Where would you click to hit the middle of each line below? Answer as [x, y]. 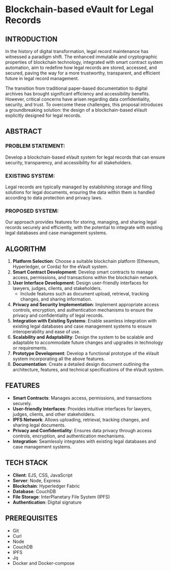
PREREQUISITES [31, 518]
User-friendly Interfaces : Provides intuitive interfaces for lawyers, [82, 409]
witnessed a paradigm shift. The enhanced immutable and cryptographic [81, 57]
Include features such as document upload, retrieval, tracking [84, 294]
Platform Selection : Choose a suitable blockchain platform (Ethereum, [86, 261]
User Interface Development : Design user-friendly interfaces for [80, 283]
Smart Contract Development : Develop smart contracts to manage [83, 272]
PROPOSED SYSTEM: [32, 211]
